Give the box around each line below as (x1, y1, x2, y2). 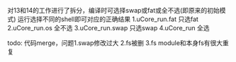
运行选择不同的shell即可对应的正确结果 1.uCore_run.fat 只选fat (17, 15, 198, 23)
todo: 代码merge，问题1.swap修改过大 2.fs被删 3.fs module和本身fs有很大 (7, 39, 223, 47)
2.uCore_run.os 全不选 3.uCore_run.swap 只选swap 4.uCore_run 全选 (7, 24, 210, 32)
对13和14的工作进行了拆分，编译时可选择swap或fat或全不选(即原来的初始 (7, 6, 220, 14)
